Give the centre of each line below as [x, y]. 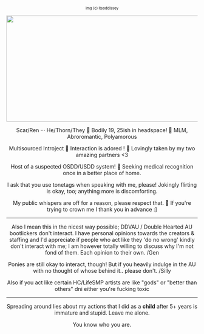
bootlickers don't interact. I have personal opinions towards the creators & [102, 233]
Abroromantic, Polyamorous [102, 137]
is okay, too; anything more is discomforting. [102, 191]
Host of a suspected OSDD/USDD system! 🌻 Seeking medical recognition [102, 166]
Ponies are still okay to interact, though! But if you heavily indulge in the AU [102, 264]
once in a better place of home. [102, 173]
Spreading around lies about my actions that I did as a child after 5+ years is [102, 306]
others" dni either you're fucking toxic [102, 289]
